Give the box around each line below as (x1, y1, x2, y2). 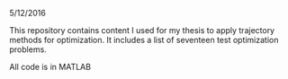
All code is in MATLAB (9, 62, 92, 72)
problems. (9, 44, 47, 55)
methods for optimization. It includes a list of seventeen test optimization (9, 35, 279, 45)
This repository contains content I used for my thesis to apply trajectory (9, 25, 275, 35)
